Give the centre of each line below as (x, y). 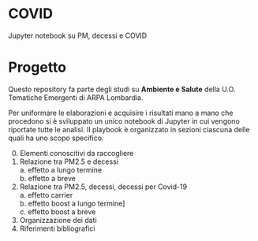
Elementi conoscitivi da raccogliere (77, 153)
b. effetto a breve (48, 178)
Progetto (37, 67)
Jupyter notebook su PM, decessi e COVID (78, 35)
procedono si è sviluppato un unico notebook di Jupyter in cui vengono (124, 121)
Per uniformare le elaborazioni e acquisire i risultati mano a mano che (121, 113)
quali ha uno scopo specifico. (56, 138)
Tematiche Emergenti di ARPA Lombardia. (76, 97)
